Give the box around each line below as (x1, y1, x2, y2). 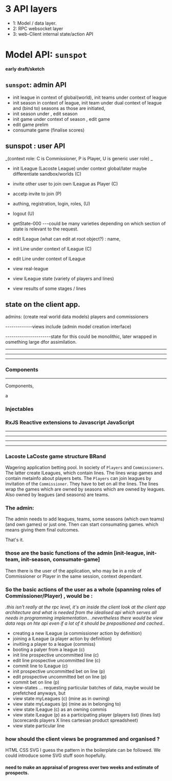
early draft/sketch (5, 66, 45, 72)
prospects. (5, 769, 29, 776)
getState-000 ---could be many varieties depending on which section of (12, 220, 166, 226)
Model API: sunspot (5, 49, 87, 60)
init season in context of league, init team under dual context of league (12, 99, 162, 105)
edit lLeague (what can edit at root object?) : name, (12, 236, 121, 242)
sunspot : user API (5, 142, 66, 151)
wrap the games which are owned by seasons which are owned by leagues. (5, 486, 165, 492)
